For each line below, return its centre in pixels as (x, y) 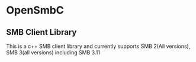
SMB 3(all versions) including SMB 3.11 (53, 53)
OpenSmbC (35, 10)
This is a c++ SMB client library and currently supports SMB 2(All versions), (98, 46)
